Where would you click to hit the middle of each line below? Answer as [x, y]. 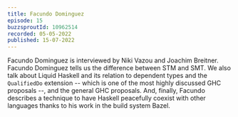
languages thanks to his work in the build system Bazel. [89, 106]
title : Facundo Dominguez [46, 14]
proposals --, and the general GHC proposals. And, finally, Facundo [106, 91]
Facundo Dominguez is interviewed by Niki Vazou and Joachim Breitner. [113, 60]
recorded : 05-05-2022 [40, 34]
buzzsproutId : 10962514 [43, 27]
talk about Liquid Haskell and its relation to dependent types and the [108, 76]
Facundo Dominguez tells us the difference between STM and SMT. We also [119, 68]
